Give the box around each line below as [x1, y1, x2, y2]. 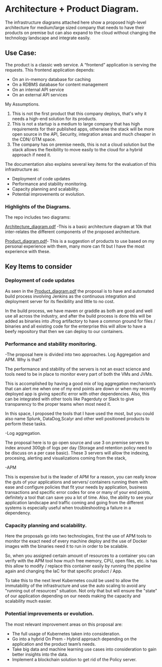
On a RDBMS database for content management [12, 81, 108, 87]
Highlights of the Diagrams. [5, 203, 71, 210]
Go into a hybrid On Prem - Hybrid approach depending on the [12, 636, 137, 642]
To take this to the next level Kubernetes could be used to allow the [5, 578, 139, 584]
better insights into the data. [12, 651, 69, 657]
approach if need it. [12, 152, 52, 158]
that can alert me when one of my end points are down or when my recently [5, 386, 156, 392]
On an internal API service [12, 86, 64, 93]
